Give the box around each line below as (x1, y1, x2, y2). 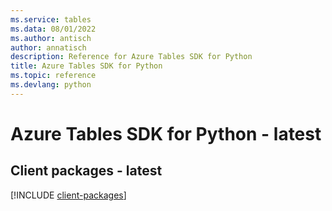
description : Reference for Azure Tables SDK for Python (10, 52, 253, 62)
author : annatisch (10, 42, 87, 53)
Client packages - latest (10, 162, 163, 180)
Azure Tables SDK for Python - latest (10, 122, 322, 145)
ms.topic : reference (10, 71, 97, 81)
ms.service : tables (10, 14, 92, 25)
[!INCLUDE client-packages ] (10, 189, 127, 201)
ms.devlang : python (10, 80, 92, 90)
